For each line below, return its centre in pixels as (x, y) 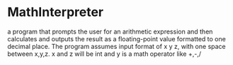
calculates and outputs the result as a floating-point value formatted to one (117, 38)
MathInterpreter (56, 12)
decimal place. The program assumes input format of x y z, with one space (117, 46)
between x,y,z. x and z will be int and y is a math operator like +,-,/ (104, 54)
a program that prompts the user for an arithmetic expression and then (110, 31)
